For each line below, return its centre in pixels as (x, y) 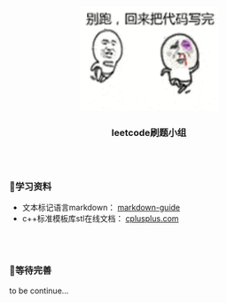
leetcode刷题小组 (149, 132)
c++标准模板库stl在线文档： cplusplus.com (100, 219)
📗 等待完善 (31, 271)
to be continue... (39, 291)
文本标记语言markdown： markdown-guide (101, 208)
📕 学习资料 (31, 187)
